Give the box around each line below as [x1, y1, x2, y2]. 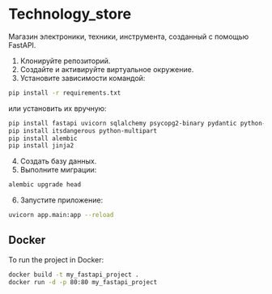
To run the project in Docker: [8, 254, 104, 264]
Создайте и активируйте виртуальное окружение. [19, 64, 194, 74]
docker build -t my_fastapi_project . [8, 271, 139, 279]
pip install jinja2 [8, 142, 74, 150]
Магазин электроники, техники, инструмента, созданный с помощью [8, 32, 249, 41]
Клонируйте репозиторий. [19, 56, 111, 66]
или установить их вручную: [8, 103, 107, 113]
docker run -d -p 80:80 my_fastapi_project [8, 278, 158, 286]
